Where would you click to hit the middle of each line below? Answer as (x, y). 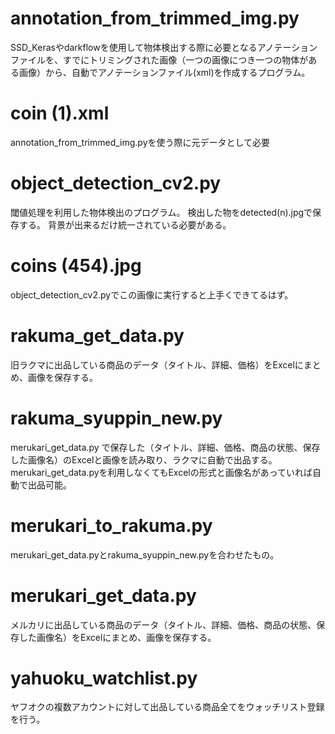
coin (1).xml (60, 113)
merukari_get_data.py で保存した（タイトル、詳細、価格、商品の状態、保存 (165, 447)
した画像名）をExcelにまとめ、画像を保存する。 (117, 637)
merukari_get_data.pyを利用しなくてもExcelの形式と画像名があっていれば (161, 472)
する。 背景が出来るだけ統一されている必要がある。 (125, 224)
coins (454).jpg (76, 266)
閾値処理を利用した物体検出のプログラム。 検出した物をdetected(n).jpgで (161, 212)
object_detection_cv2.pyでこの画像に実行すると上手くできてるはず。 (152, 294)
